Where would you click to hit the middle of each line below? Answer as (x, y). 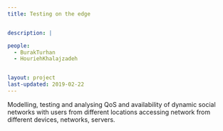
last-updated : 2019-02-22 (46, 85)
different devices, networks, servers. (61, 119)
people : (19, 46)
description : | (30, 33)
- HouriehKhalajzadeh (46, 59)
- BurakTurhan (35, 52)
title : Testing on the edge (49, 14)
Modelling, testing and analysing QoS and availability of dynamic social (111, 104)
